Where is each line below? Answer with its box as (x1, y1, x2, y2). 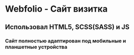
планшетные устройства (5, 43, 68, 50)
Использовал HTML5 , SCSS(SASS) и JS (5, 23, 130, 31)
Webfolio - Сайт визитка (5, 3, 108, 15)
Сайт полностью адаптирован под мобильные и (5, 37, 126, 44)
